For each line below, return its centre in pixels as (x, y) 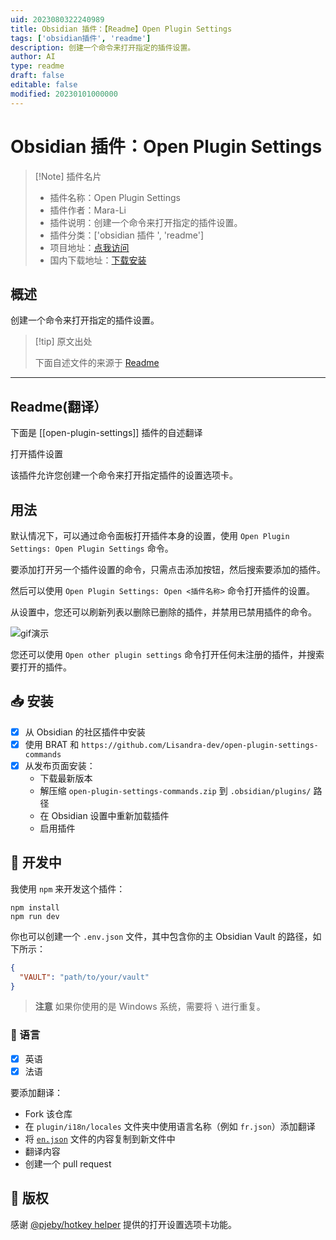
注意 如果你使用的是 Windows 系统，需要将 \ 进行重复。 (150, 1007)
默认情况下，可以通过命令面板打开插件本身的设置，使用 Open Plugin (150, 535)
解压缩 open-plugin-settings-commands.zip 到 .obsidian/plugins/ (175, 790)
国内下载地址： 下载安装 (98, 260)
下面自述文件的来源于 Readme (97, 363)
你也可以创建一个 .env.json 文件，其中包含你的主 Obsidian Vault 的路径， (161, 936)
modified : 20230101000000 (64, 94)
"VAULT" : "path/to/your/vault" (84, 977)
